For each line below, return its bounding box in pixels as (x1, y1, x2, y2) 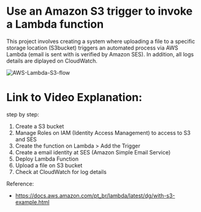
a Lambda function (6, 17, 104, 31)
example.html (15, 198, 50, 206)
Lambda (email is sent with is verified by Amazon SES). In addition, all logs (6, 50, 194, 58)
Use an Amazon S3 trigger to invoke (6, 4, 193, 18)
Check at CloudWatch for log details (15, 168, 107, 175)
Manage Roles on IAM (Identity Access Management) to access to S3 (15, 129, 191, 136)
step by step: (6, 110, 40, 118)
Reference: (6, 180, 34, 187)
